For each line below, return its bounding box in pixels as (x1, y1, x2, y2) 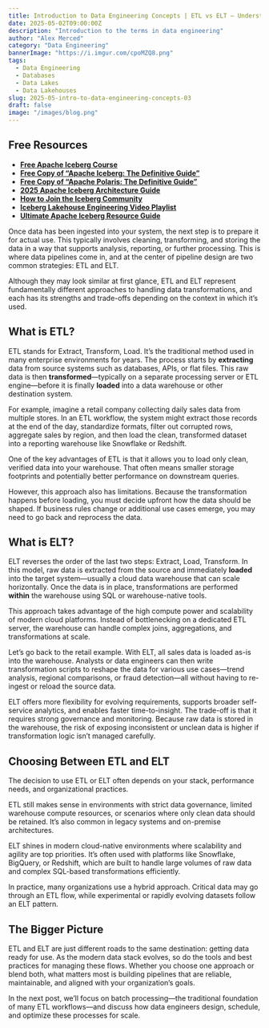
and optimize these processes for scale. (8, 1010, 141, 1020)
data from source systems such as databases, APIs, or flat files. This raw (8, 363, 249, 373)
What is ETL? (8, 325, 75, 339)
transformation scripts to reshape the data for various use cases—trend (8, 664, 245, 674)
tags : (8, 57, 26, 65)
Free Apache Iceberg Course (19, 160, 118, 169)
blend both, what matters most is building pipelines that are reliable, (8, 969, 232, 979)
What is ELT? (8, 535, 74, 550)
